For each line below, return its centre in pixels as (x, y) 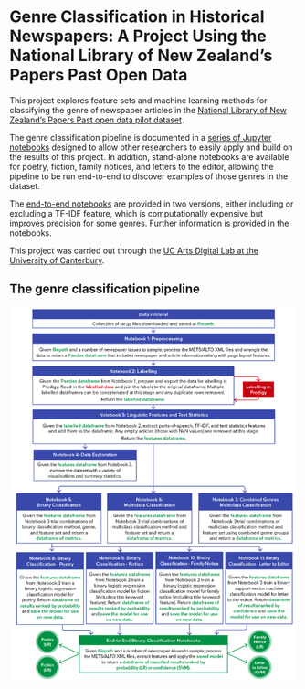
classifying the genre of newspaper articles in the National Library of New (148, 110)
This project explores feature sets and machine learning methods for (138, 100)
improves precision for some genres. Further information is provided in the (149, 223)
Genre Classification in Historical (137, 17)
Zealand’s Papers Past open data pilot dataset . (97, 120)
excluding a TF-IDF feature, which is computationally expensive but (136, 213)
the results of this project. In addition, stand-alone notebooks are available (149, 156)
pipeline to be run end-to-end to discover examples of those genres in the (149, 176)
